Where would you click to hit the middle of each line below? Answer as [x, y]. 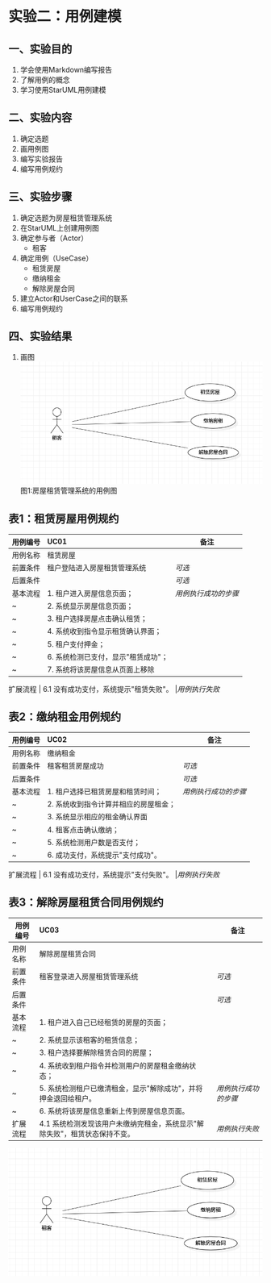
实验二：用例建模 [65, 17]
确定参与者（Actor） [54, 238]
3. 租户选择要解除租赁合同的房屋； [96, 1052]
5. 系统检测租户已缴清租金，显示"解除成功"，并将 [121, 1088]
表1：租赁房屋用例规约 [64, 518]
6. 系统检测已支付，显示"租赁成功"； [108, 656]
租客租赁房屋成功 [75, 766]
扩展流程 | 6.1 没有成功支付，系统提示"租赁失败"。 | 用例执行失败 [114, 689]
